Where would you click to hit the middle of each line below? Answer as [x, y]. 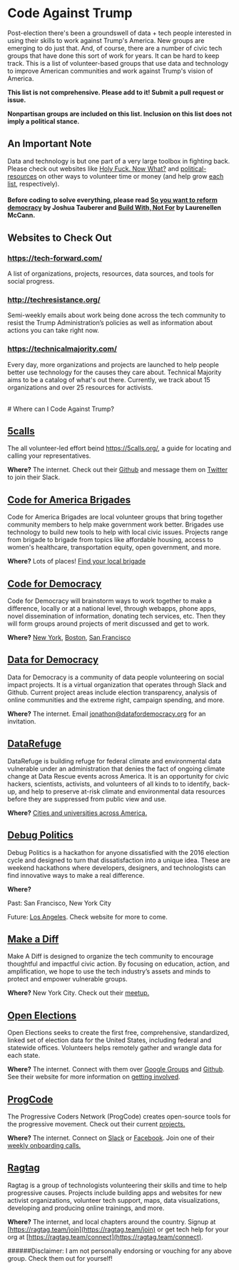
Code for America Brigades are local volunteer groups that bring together [115, 517]
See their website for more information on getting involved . [94, 1077]
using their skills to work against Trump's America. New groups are [106, 40]
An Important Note [50, 144]
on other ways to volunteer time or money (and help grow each [131, 176]
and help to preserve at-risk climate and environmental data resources [122, 791]
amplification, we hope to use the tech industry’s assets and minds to [109, 971]
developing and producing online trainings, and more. [86, 1208]
